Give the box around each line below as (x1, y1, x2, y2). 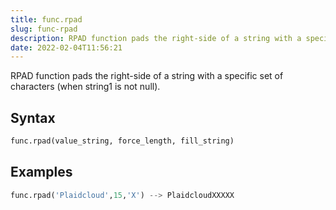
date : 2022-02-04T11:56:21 (10, 42, 123, 53)
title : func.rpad (10, 14, 83, 25)
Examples (10, 164, 73, 181)
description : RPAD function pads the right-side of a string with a (10, 33, 302, 43)
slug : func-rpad (10, 24, 78, 34)
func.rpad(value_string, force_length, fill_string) (10, 136, 235, 146)
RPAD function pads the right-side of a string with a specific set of (10, 70, 284, 82)
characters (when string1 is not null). (10, 81, 161, 93)
